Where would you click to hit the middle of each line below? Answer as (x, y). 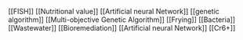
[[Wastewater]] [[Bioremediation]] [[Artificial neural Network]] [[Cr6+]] (122, 28)
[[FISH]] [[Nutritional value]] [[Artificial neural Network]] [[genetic (114, 11)
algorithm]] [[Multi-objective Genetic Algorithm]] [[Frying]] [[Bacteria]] (122, 20)
